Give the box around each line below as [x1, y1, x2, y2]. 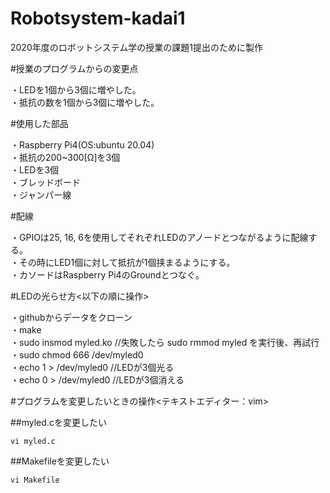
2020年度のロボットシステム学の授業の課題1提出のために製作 [10, 41, 264, 53]
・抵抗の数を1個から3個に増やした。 [10, 96, 160, 108]
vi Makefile [10, 475, 60, 485]
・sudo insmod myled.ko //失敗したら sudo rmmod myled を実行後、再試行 [10, 336, 320, 348]
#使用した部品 [10, 117, 69, 129]
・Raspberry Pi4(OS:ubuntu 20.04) [10, 138, 155, 151]
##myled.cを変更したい [10, 416, 107, 428]
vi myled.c [10, 436, 56, 446]
